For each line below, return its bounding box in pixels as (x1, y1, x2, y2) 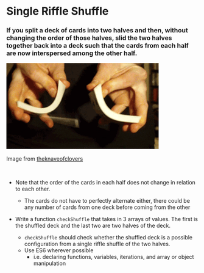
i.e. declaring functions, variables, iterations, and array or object (33, 253, 194, 261)
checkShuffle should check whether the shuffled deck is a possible (24, 234, 193, 241)
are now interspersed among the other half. (6, 49, 138, 57)
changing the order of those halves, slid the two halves (6, 34, 172, 42)
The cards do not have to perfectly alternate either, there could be (24, 197, 191, 205)
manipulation (33, 260, 66, 267)
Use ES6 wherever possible (24, 247, 94, 254)
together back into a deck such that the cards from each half (6, 42, 189, 50)
